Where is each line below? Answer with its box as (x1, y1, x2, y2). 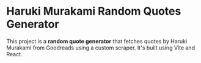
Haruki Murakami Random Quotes (6, 4, 181, 18)
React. (6, 50, 23, 57)
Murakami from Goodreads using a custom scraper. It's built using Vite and (6, 44, 196, 51)
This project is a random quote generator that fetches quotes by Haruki (6, 37, 188, 45)
